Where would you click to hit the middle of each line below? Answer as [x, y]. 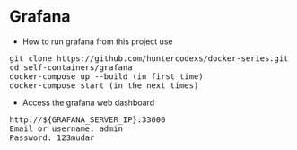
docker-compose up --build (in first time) [106, 76]
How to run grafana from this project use [97, 41]
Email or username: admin [66, 128]
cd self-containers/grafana [71, 67]
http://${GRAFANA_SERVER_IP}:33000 [87, 119]
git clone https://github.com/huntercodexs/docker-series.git [149, 58]
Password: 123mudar [52, 137]
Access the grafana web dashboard [88, 102]
